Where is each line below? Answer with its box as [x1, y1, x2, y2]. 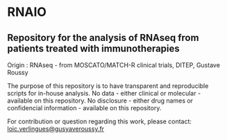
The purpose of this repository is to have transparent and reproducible [7, 82, 209, 90]
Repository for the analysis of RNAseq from [7, 32, 199, 44]
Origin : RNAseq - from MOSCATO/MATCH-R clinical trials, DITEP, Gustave [7, 61, 221, 69]
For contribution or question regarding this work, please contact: [7, 117, 192, 125]
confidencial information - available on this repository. [7, 104, 162, 112]
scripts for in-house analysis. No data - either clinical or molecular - [7, 89, 201, 97]
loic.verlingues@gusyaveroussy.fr [7, 125, 105, 132]
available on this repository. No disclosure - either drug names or [7, 96, 193, 105]
